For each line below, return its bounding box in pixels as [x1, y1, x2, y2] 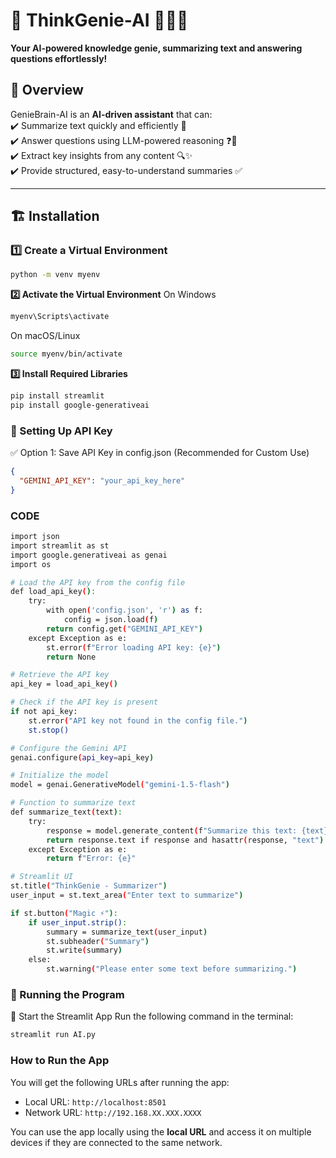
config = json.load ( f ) [63, 615, 159, 625]
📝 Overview [10, 82, 84, 99]
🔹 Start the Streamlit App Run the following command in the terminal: [10, 1010, 294, 1023]
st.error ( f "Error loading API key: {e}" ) [46, 642, 222, 653]
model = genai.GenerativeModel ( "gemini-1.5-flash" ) [10, 780, 230, 790]
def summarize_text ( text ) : [10, 807, 123, 818]
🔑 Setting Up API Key [10, 424, 113, 438]
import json [10, 532, 60, 542]
